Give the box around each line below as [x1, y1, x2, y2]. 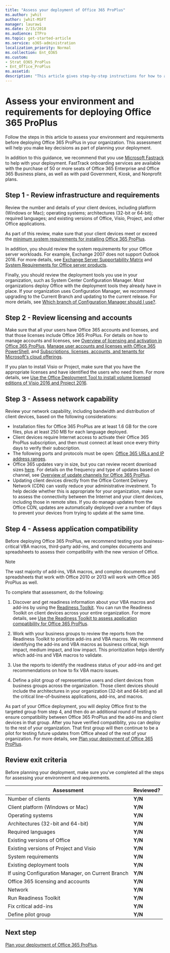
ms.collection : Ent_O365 [5, 50, 58, 55]
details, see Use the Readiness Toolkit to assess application [12, 616, 138, 622]
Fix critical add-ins [8, 903, 53, 910]
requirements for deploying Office [5, 106, 152, 118]
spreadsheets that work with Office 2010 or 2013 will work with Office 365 [5, 574, 160, 580]
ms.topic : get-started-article [5, 36, 71, 41]
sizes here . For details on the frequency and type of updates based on [12, 467, 159, 473]
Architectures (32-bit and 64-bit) [8, 820, 89, 827]
